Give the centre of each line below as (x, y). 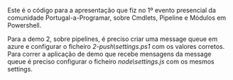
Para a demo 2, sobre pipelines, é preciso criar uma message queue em (113, 39)
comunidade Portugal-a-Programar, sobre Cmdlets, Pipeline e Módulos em (117, 18)
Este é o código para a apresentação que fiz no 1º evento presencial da (112, 10)
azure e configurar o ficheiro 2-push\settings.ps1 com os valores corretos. (116, 46)
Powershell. (25, 25)
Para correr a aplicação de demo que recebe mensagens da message (109, 54)
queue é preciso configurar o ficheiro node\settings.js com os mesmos (111, 62)
